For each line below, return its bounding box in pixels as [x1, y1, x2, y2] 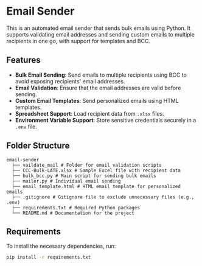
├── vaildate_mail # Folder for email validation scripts [12, 162, 162, 168]
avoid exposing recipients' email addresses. [15, 77, 125, 85]
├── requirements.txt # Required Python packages [12, 205, 140, 211]
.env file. [15, 123, 38, 130]
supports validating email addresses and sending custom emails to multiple [6, 30, 195, 38]
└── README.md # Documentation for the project [12, 210, 135, 216]
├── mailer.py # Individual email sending [12, 178, 121, 184]
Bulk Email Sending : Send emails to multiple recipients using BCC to [15, 71, 187, 79]
